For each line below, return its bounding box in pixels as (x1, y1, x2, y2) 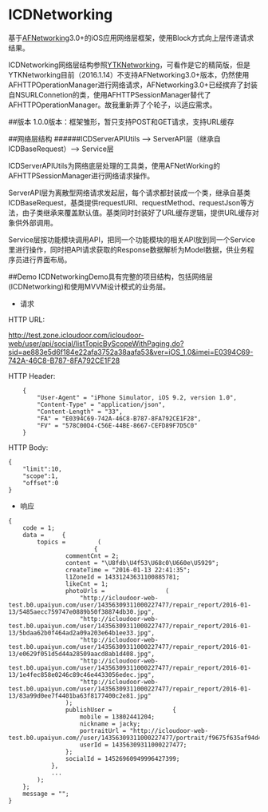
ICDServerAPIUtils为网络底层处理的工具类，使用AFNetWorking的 (8, 161, 221, 170)
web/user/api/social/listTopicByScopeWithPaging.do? (8, 338, 184, 348)
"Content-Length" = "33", (37, 408, 124, 416)
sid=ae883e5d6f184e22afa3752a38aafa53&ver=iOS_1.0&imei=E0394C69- (8, 347, 254, 356)
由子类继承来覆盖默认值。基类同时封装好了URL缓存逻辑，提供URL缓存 (22, 208, 253, 217)
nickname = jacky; (79, 719, 141, 728)
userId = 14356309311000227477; (79, 741, 187, 749)
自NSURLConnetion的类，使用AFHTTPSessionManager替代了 (8, 90, 211, 99)
